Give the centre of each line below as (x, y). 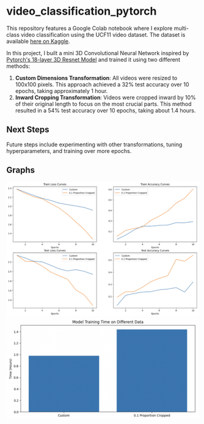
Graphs (21, 170)
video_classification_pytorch (82, 11)
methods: (18, 66)
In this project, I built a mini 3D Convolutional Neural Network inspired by (98, 53)
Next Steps (28, 130)
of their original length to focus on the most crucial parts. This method (103, 104)
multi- (181, 28)
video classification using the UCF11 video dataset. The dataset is (103, 34)
